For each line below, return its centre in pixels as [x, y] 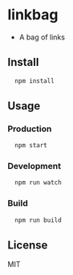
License [28, 245]
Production [30, 129]
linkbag [33, 15]
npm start [31, 146]
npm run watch [38, 183]
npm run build [38, 220]
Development [34, 166]
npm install [35, 81]
